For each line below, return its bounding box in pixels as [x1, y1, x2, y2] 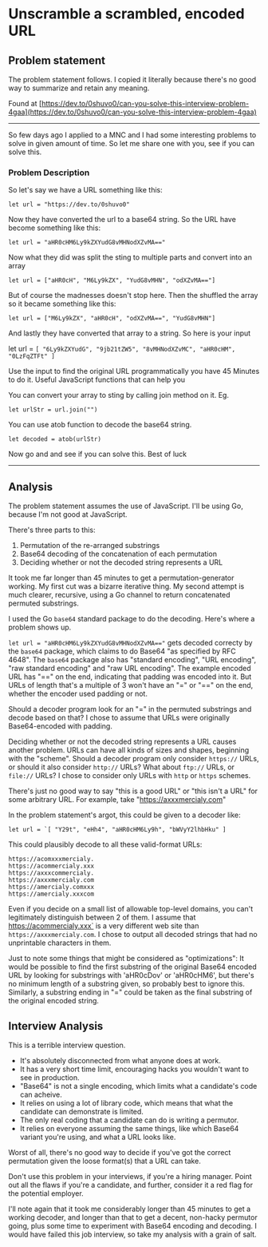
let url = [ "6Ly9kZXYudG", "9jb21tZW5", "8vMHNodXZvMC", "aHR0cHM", [8, 344, 236, 354]
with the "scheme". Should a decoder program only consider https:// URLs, [8, 754, 259, 764]
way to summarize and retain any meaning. [8, 83, 150, 93]
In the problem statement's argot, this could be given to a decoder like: [8, 810, 241, 820]
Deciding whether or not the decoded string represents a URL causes [8, 737, 237, 747]
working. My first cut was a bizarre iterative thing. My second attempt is [8, 582, 245, 591]
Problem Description [8, 167, 90, 178]
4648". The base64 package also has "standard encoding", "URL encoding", [8, 655, 257, 665]
